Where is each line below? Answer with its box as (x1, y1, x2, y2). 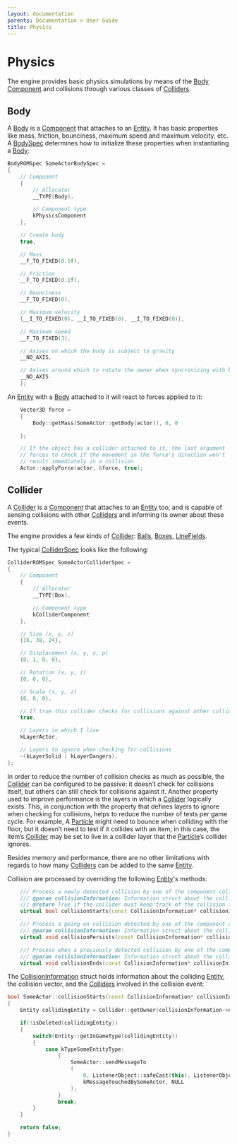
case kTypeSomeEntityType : (44, 1046, 125, 1053)
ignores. (7, 840, 32, 848)
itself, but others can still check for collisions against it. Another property (7, 787, 219, 795)
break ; (57, 1098, 78, 1105)
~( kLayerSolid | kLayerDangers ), (20, 753, 119, 760)
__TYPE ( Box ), (32, 592, 71, 599)
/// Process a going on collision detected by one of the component (20, 921, 226, 928)
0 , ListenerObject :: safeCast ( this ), (83, 1072, 191, 1079)
